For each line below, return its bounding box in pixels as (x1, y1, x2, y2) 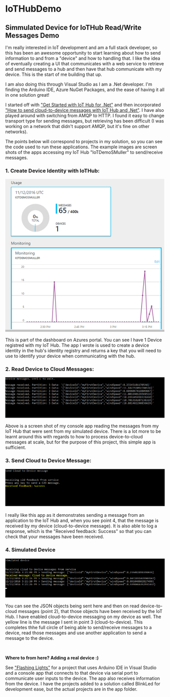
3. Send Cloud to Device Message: (5, 457, 92, 464)
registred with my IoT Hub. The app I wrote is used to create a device (5, 342, 149, 348)
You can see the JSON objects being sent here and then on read (5, 603, 140, 609)
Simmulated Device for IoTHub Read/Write (5, 23, 142, 32)
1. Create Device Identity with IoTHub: (5, 167, 100, 174)
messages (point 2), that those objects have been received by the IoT (18, 608, 163, 614)
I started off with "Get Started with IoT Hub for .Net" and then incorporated (5, 102, 161, 108)
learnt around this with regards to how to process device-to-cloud (5, 433, 143, 439)
